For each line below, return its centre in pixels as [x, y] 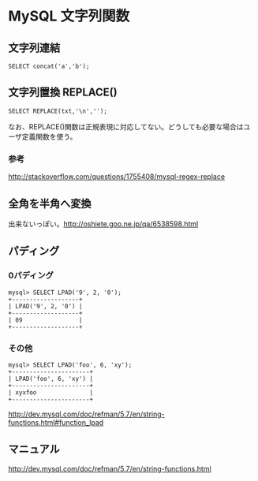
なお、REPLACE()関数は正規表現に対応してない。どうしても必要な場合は [126, 126]
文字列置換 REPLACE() [63, 93]
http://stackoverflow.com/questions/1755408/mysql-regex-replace [117, 177]
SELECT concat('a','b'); [49, 66]
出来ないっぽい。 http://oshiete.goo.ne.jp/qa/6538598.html [103, 224]
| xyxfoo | [50, 392]
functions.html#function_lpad [56, 422]
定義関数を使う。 [49, 136]
